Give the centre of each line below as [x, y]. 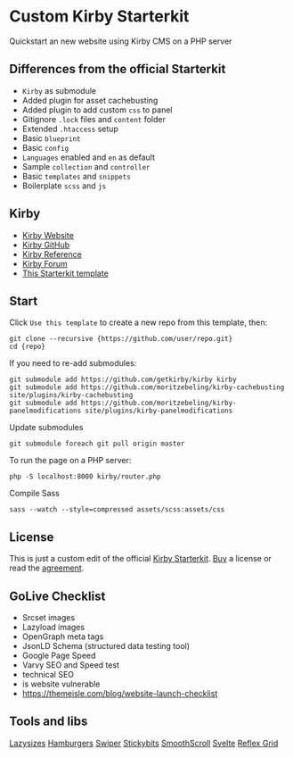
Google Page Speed [59, 655]
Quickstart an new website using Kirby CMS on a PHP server [121, 41]
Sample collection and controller [86, 166]
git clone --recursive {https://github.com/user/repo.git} [121, 339]
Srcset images [49, 617]
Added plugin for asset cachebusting [90, 100]
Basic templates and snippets [76, 176]
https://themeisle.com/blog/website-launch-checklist [120, 693]
